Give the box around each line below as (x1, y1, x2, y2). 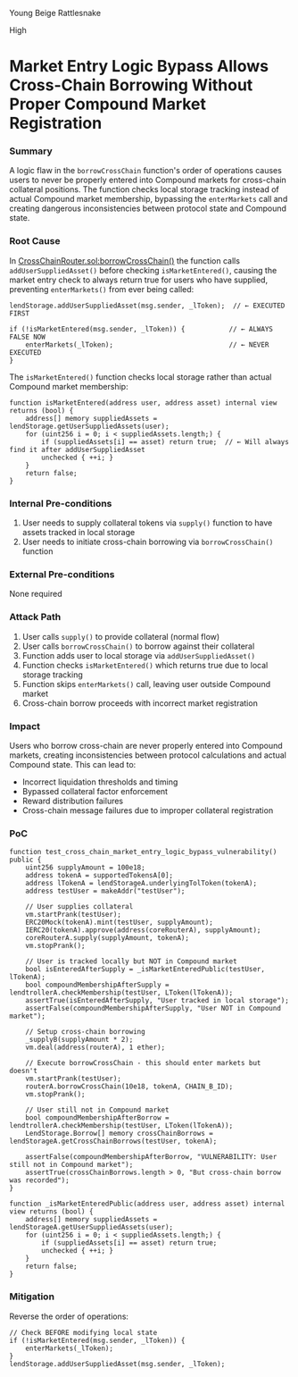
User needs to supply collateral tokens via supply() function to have (21, 517, 273, 528)
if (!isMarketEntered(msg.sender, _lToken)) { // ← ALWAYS (9, 324, 274, 333)
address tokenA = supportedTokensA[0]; (25, 871, 174, 880)
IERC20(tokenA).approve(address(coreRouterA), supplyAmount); (25, 926, 261, 935)
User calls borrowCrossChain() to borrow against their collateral (21, 641, 255, 651)
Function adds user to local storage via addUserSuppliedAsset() (21, 650, 256, 660)
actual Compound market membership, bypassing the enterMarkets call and (9, 194, 288, 205)
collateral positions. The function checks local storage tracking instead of (9, 184, 279, 195)
